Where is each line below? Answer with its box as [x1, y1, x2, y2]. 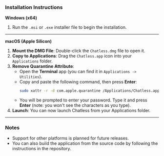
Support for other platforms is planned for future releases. [12, 136, 129, 141]
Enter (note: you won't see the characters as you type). [19, 102, 131, 108]
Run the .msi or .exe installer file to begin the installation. [12, 24, 127, 30]
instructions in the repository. [12, 146, 72, 152]
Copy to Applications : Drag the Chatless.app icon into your [12, 53, 132, 59]
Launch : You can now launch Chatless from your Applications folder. [12, 108, 151, 114]
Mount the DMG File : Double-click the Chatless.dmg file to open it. [12, 48, 145, 54]
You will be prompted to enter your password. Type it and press [19, 97, 147, 103]
